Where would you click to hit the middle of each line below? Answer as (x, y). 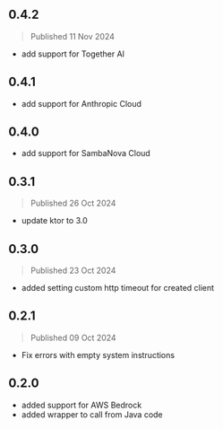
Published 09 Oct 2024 (73, 337)
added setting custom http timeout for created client (118, 288)
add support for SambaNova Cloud (86, 153)
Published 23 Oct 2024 (73, 271)
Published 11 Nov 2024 (73, 36)
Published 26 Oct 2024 (73, 203)
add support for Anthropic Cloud (81, 103)
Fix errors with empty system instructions (98, 355)
